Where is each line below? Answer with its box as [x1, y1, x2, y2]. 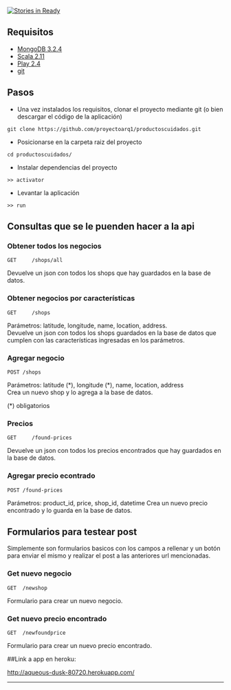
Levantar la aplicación [16, 188, 80, 196]
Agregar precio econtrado [7, 471, 96, 480]
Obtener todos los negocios [7, 241, 102, 251]
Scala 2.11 [16, 52, 45, 60]
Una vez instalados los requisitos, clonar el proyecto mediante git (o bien [16, 105, 223, 113]
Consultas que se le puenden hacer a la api [7, 221, 195, 232]
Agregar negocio [7, 353, 65, 363]
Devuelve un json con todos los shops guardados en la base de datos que [7, 328, 217, 337]
